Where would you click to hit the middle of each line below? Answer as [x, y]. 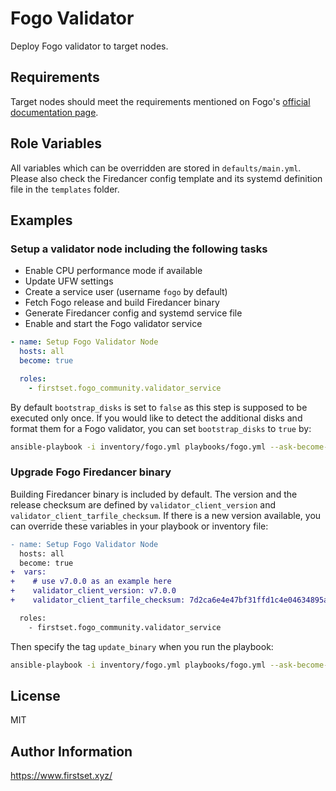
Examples [41, 220]
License [35, 695]
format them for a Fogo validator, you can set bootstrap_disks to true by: [161, 428]
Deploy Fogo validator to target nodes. [89, 46]
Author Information [71, 751]
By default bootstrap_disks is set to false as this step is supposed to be [159, 407]
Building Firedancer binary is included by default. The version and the [154, 494]
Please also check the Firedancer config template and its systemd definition [166, 178]
